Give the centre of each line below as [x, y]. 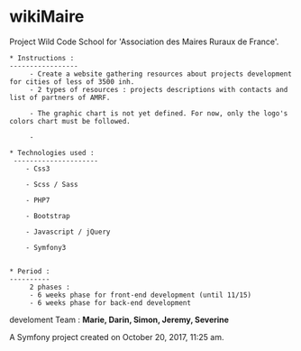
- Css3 [38, 169]
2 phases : [50, 287]
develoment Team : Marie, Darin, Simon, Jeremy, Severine [119, 319]
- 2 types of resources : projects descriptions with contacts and [159, 89]
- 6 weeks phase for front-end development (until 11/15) [141, 295]
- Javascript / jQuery [68, 232]
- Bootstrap [48, 216]
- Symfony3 [46, 247]
